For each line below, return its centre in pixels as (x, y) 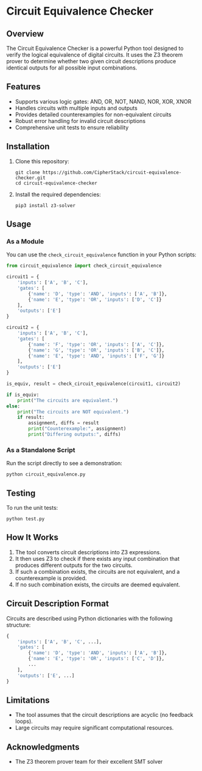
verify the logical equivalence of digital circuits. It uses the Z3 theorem (95, 55)
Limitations (28, 700)
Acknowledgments (43, 747)
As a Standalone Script (41, 450)
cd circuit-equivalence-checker (56, 183)
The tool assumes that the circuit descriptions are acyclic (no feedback (104, 715)
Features (23, 87)
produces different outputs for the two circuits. (74, 565)
